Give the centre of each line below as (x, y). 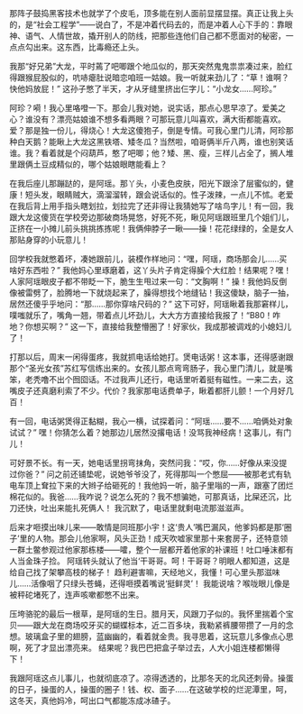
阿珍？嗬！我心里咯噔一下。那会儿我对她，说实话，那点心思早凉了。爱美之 (147, 108)
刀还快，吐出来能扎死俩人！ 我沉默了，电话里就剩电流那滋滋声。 (129, 508)
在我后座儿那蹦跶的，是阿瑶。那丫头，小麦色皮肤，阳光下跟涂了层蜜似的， (147, 183)
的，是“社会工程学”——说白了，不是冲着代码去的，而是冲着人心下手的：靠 (147, 24)
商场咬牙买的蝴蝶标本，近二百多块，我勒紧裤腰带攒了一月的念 (179, 625)
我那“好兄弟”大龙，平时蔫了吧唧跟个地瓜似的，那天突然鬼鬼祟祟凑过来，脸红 (151, 66)
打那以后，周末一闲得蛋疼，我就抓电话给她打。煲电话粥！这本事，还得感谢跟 (151, 357)
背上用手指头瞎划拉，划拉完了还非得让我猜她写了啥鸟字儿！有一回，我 (163, 206)
